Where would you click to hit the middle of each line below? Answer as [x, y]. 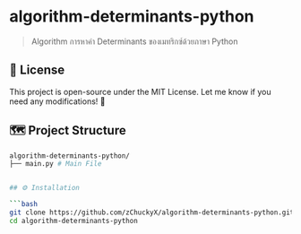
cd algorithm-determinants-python [74, 221]
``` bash [24, 204]
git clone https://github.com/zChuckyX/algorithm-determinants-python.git [152, 212]
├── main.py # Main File [56, 164]
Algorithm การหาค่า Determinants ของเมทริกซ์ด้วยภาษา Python [134, 41]
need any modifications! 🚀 [57, 101]
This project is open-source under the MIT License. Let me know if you [140, 91]
